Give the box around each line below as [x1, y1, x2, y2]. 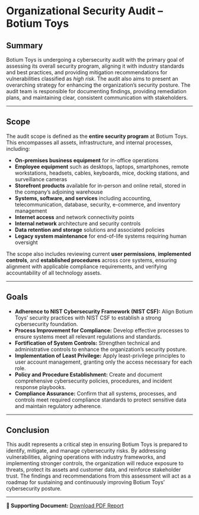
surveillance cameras [14, 175, 68, 182]
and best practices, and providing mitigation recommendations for [6, 69, 168, 75]
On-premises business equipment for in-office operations [14, 156, 159, 164]
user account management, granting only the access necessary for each [14, 358, 192, 365]
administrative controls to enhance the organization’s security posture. [14, 346, 187, 353]
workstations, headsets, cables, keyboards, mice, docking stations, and [14, 169, 190, 176]
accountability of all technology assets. [6, 269, 102, 276]
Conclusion [6, 425, 50, 435]
